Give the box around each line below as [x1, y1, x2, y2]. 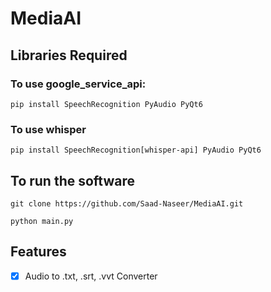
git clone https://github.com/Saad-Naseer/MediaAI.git [10, 198, 244, 209]
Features [10, 243, 67, 261]
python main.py [10, 216, 74, 226]
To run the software [10, 172, 136, 189]
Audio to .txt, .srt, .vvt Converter [24, 270, 158, 282]
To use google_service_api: [10, 77, 147, 91]
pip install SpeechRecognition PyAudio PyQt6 [10, 99, 203, 109]
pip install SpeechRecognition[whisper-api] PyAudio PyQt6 [10, 145, 262, 156]
